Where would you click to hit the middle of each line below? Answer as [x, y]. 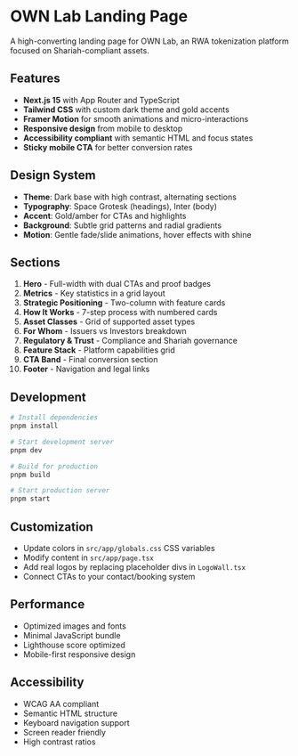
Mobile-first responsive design [79, 654]
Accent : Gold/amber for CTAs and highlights [105, 215]
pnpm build [30, 475]
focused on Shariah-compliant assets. [80, 50]
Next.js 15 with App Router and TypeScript [101, 100]
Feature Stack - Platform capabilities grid [99, 350]
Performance [48, 604]
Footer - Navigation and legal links [86, 369]
